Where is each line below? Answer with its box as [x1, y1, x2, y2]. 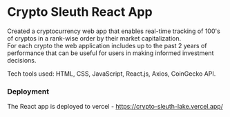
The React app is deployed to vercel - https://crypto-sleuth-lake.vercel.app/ [7, 103, 223, 111]
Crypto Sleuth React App [7, 4, 153, 20]
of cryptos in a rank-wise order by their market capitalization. [7, 34, 182, 42]
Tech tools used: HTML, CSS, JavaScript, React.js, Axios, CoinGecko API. [7, 70, 216, 78]
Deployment [7, 87, 50, 96]
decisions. [7, 56, 37, 64]
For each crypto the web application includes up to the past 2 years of [7, 41, 207, 50]
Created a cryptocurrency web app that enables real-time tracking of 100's [7, 27, 221, 35]
